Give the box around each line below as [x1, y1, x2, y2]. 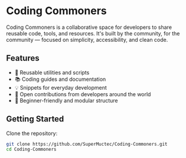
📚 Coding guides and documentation [14, 75, 106, 83]
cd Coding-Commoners [6, 146, 57, 153]
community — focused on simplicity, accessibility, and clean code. [6, 36, 168, 43]
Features [6, 53, 40, 63]
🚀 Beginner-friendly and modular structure [14, 97, 118, 104]
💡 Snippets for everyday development [14, 84, 107, 91]
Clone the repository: [6, 130, 58, 137]
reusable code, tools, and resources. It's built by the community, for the [6, 29, 180, 37]
